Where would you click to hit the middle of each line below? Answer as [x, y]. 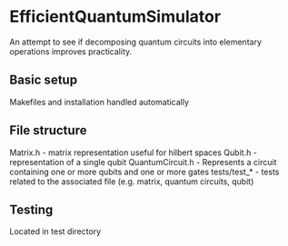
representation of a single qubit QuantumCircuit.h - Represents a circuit [143, 162]
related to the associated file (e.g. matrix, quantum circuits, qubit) [132, 181]
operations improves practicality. [71, 51]
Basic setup [44, 80]
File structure [48, 130]
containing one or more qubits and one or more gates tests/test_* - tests [144, 172]
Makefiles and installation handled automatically [99, 102]
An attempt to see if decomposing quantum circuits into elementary [135, 42]
